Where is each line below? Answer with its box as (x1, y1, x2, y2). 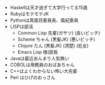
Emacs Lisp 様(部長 (17, 49, 58, 55)
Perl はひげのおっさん (10, 74, 56, 80)
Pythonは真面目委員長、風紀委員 (10, 17, 79, 23)
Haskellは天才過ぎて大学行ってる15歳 (10, 5, 88, 10)
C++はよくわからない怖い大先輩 (10, 68, 78, 74)
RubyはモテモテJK (10, 11, 49, 17)
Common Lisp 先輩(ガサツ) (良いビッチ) (17, 30, 100, 36)
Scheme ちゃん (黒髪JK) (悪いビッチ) (17, 36, 95, 42)
